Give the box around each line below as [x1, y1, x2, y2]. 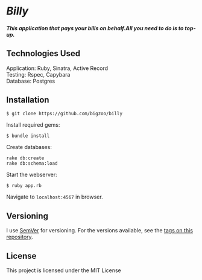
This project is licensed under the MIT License [6, 267, 122, 274]
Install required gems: [6, 121, 60, 129]
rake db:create [6, 155, 45, 161]
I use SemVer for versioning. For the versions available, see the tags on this [6, 227, 193, 234]
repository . [6, 234, 33, 241]
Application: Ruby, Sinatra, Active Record [6, 65, 109, 72]
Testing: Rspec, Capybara [6, 71, 71, 78]
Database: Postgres [6, 77, 55, 84]
